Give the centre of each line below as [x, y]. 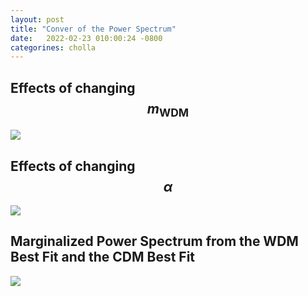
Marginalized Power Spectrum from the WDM [154, 241]
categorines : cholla [53, 47]
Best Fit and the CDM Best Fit [103, 257]
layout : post [37, 19]
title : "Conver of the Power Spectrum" [93, 29]
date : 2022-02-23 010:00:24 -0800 [86, 38]
